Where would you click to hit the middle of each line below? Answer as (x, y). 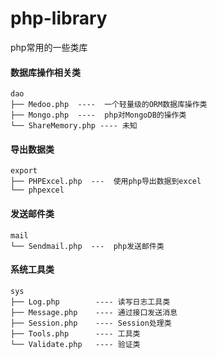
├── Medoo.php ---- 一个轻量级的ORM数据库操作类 (109, 105)
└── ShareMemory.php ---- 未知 (74, 126)
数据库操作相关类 (45, 72)
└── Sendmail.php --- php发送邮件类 (87, 246)
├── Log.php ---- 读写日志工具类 (90, 302)
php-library (59, 18)
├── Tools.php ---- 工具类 (75, 333)
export (24, 171)
